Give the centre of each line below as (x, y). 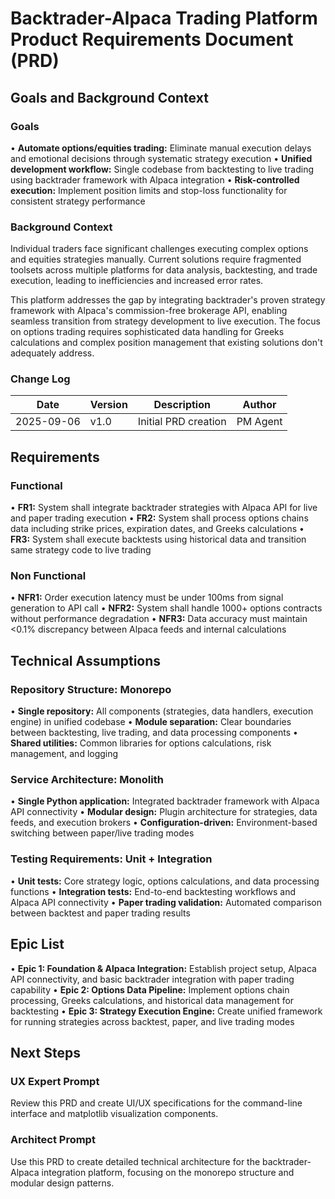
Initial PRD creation (182, 422)
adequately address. (52, 353)
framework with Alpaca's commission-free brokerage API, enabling (149, 311)
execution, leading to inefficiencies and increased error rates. (137, 281)
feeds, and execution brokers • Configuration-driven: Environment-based (164, 823)
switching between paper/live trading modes (102, 833)
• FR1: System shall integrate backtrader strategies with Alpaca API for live (164, 508)
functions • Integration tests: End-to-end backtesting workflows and (153, 891)
